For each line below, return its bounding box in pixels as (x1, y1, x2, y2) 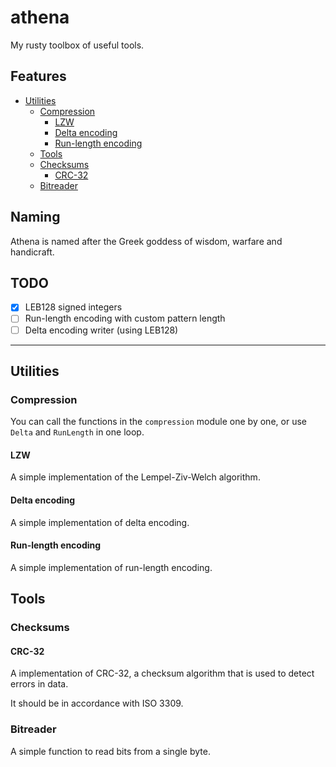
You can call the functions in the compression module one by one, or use (10, 416, 307, 428)
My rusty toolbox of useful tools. (10, 39, 145, 51)
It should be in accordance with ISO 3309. (10, 697, 184, 710)
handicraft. (10, 246, 55, 258)
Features (10, 68, 67, 85)
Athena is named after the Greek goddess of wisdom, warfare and (10, 235, 283, 247)
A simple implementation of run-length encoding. (10, 561, 213, 573)
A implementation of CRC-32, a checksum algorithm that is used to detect (10, 667, 315, 680)
